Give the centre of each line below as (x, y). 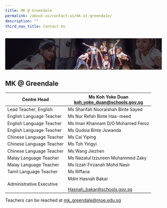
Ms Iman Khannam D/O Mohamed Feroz (109, 123)
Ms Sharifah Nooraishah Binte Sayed (105, 109)
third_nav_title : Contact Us (35, 26)
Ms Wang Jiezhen (86, 151)
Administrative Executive (33, 184)
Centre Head (36, 100)
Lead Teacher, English (30, 109)
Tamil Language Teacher (33, 172)
